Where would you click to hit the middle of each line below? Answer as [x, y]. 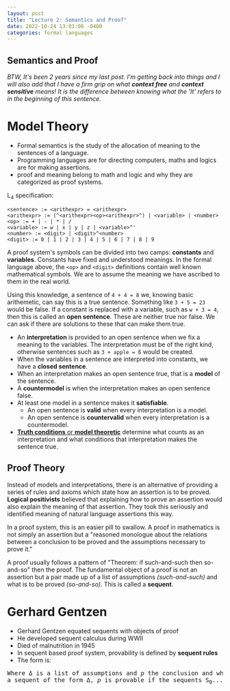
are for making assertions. [54, 167]
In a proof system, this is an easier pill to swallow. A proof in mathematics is [114, 527]
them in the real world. [39, 281]
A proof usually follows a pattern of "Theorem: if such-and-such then [105, 562]
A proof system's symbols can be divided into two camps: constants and [111, 252]
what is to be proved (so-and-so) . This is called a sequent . [90, 584]
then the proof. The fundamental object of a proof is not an [115, 570]
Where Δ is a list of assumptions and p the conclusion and [110, 673]
